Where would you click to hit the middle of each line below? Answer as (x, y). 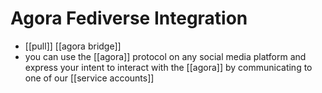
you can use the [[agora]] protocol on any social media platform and (165, 56)
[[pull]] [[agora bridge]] (73, 46)
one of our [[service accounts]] (89, 78)
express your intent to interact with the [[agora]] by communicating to (168, 67)
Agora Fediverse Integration (129, 18)
